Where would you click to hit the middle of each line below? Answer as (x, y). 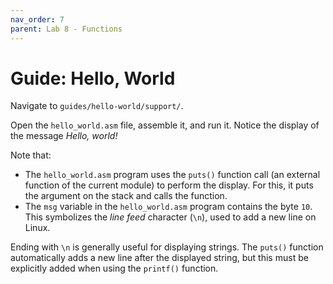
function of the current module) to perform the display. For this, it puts (169, 185)
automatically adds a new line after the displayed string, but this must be (159, 258)
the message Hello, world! (64, 136)
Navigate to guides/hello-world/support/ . (97, 106)
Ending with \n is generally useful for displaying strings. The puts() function (167, 247)
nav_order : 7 (37, 19)
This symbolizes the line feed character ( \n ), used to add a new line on (170, 217)
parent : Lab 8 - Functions (66, 29)
